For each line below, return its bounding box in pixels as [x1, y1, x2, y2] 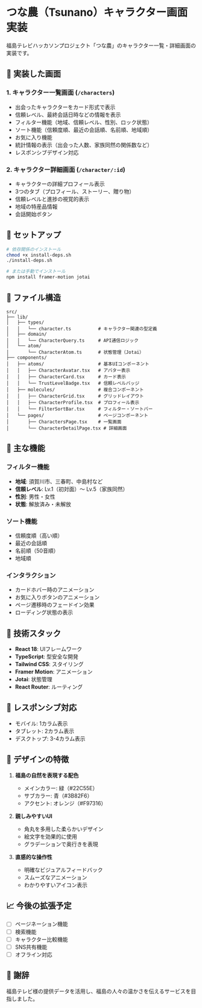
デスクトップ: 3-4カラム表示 [14, 735, 86, 742]
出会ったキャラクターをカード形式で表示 [14, 103, 116, 111]
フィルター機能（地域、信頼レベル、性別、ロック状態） [14, 119, 153, 126]
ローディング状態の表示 [14, 609, 74, 616]
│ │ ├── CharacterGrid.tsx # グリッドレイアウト [6, 393, 144, 399]
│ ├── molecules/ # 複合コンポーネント [6, 387, 144, 393]
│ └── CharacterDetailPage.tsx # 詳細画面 [6, 425, 127, 431]
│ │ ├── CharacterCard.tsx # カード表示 [6, 373, 127, 380]
